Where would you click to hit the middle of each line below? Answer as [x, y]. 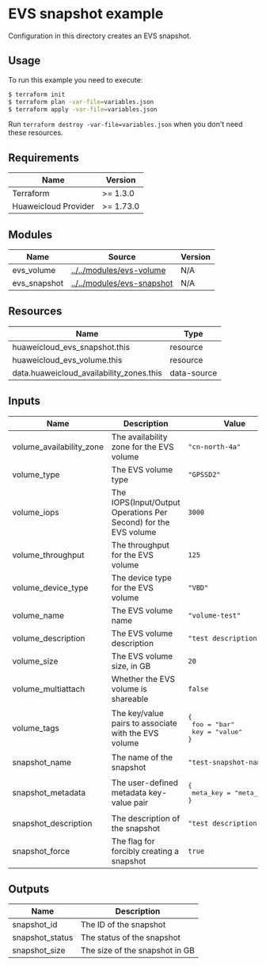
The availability [139, 437]
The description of [146, 818]
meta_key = [211, 793]
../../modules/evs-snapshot [122, 283]
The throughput [141, 545]
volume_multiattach [49, 689]
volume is [129, 689]
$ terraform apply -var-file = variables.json [83, 109]
